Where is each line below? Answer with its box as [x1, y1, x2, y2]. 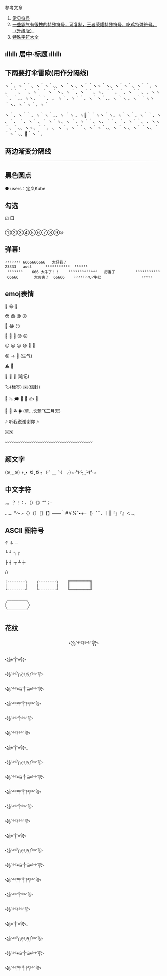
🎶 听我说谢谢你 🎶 [5, 418, 39, 424]
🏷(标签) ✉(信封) [5, 384, 41, 390]
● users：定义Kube [5, 185, 46, 191]
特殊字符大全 [12, 34, 39, 40]
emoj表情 [5, 290, 34, 298]
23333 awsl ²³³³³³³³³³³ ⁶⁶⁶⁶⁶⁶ [5, 264, 88, 269]
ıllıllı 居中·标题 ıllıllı [5, 50, 62, 59]
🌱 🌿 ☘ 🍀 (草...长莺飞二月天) [5, 408, 61, 414]
